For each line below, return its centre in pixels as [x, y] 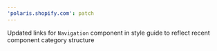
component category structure [51, 40]
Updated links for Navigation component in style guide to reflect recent [108, 33]
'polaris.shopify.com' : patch [51, 13]
